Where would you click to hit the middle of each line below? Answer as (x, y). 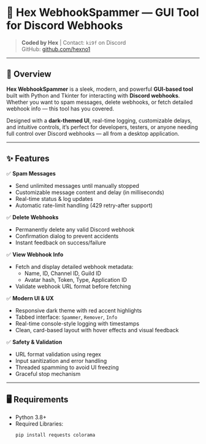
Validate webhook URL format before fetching (73, 286)
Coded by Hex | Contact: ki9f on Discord (74, 42)
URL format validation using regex (58, 354)
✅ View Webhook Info (35, 254)
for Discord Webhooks (65, 25)
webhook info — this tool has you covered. (60, 108)
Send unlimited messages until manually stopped (77, 185)
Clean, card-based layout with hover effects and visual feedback (97, 330)
